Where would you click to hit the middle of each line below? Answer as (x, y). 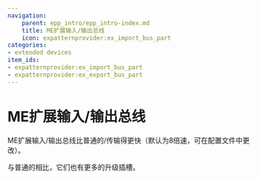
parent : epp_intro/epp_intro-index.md (86, 23)
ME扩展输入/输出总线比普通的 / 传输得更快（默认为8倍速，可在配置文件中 (125, 140)
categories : (27, 45)
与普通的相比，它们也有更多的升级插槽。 (73, 167)
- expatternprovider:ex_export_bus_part (75, 75)
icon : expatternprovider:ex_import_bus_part (96, 38)
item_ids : (24, 60)
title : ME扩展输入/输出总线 (63, 30)
